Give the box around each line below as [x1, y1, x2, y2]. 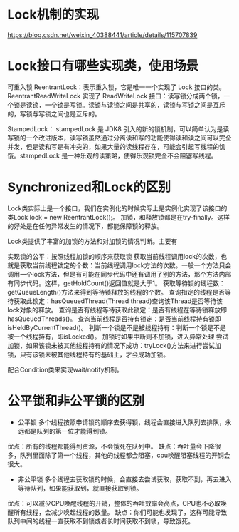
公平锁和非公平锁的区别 [7, 393, 145, 409]
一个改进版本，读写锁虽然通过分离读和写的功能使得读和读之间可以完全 [26, 133, 232, 142]
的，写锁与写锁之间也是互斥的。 [7, 109, 101, 118]
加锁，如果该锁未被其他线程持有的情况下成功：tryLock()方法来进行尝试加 [7, 341, 222, 349]
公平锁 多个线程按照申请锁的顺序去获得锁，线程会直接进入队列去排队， [17, 418, 225, 426]
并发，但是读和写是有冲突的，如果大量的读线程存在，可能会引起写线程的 [7, 142, 219, 150]
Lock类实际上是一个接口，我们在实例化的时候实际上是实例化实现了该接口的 [7, 204, 228, 213]
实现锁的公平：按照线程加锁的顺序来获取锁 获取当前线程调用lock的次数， [7, 252, 221, 260]
